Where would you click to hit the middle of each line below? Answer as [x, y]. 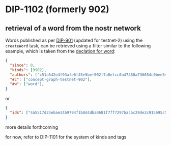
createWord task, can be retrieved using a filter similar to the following [78, 46]
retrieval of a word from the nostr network [73, 28]
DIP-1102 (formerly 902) [57, 9]
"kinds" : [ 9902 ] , [28, 70]
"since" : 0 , [23, 65]
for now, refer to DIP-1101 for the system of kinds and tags [66, 137]
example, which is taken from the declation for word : [60, 51]
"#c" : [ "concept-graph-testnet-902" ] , [51, 79]
